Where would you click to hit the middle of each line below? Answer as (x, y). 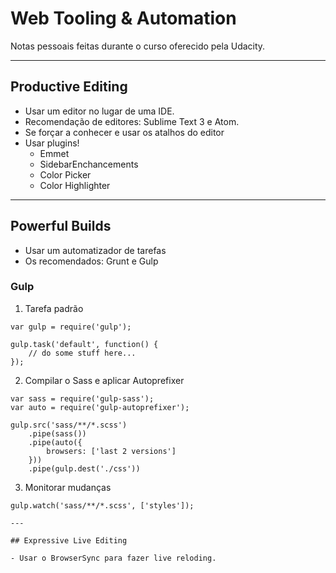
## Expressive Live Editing (69, 540)
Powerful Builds (61, 226)
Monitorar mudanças (68, 487)
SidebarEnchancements (89, 164)
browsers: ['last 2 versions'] (111, 451)
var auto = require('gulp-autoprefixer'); (100, 407)
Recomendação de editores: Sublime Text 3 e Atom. (132, 121)
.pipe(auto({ (55, 442)
